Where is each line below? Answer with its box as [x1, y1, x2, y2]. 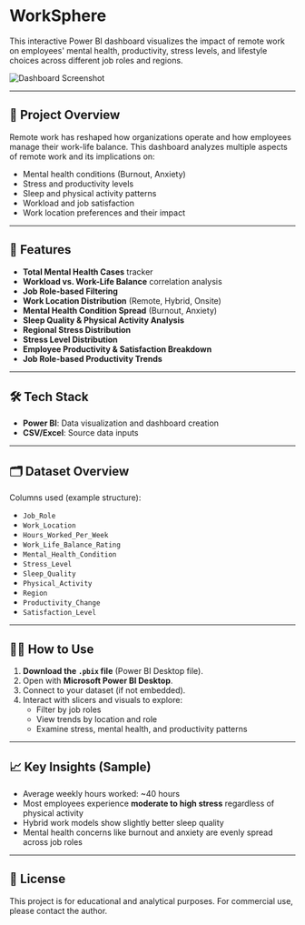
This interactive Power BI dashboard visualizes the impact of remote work [9, 35, 286, 46]
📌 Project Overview [9, 107, 121, 123]
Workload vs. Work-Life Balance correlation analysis [22, 276, 222, 287]
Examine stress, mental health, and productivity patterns [35, 724, 248, 734]
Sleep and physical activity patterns [22, 187, 157, 198]
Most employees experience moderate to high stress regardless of [22, 798, 275, 809]
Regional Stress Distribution [22, 324, 132, 335]
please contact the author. [9, 905, 108, 916]
